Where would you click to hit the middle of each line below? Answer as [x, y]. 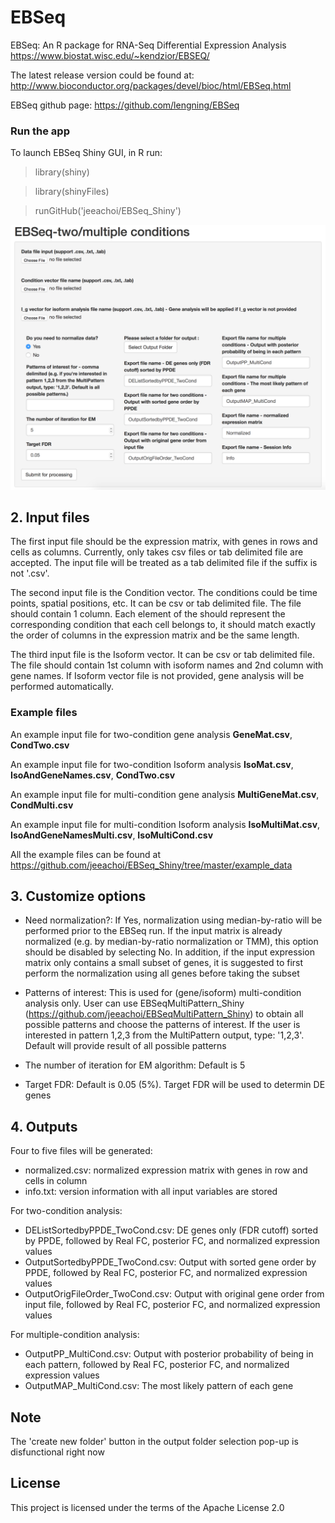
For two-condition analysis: [66, 1211]
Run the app [40, 131]
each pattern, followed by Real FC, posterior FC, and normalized [157, 1365]
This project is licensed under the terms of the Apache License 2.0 [147, 1507]
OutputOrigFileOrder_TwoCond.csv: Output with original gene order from [174, 1294]
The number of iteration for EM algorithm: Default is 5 [135, 1065]
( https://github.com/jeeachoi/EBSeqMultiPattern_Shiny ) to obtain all [164, 1014]
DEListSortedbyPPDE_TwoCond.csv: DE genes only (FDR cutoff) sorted [171, 1230]
